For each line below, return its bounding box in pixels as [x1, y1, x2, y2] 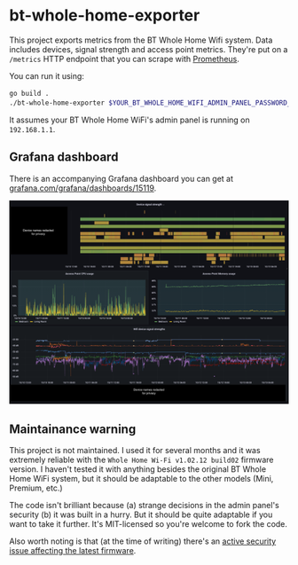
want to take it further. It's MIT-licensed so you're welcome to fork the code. [9, 518, 288, 529]
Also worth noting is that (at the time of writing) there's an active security [9, 536, 277, 546]
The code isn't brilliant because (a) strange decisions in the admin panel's [9, 499, 279, 510]
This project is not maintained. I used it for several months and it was [9, 444, 261, 455]
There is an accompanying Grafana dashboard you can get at [9, 173, 233, 184]
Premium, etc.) [9, 483, 64, 493]
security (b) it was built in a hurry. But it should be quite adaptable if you [9, 509, 273, 520]
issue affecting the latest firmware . [9, 545, 137, 555]
